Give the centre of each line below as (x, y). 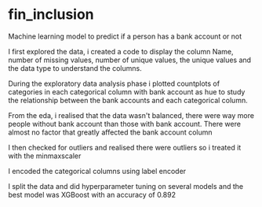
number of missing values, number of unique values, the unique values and (130, 60)
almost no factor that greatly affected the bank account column (111, 132)
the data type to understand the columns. (75, 68)
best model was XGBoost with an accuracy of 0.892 (92, 194)
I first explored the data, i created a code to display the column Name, (121, 51)
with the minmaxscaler (45, 156)
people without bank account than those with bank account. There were (125, 124)
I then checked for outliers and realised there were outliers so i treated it (125, 147)
